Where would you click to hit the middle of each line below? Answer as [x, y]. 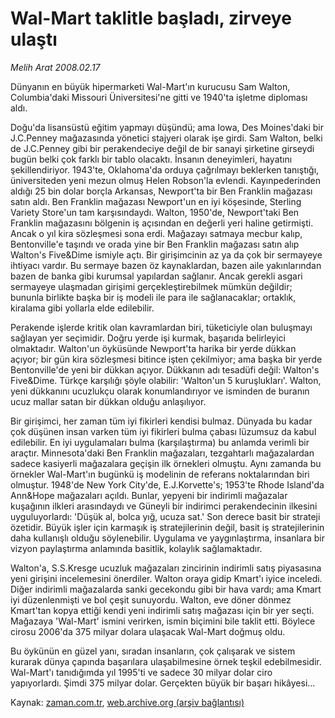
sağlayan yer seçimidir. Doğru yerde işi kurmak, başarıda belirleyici [148, 338]
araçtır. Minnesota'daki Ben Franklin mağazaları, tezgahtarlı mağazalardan [162, 453]
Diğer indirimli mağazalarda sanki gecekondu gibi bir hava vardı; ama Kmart [166, 589]
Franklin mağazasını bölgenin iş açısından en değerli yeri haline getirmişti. [162, 223]
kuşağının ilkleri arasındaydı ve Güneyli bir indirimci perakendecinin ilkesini [164, 506]
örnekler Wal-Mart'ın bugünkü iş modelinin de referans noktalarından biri [160, 474]
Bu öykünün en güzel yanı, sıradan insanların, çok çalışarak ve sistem [153, 651]
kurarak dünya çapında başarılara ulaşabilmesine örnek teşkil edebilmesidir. [166, 661]
